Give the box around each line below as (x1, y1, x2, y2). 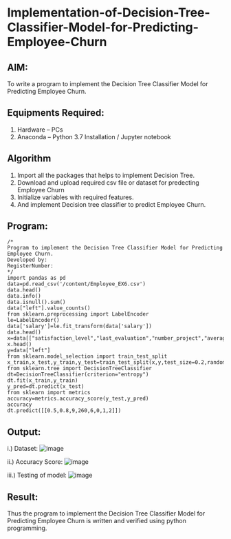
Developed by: (7, 256, 48, 263)
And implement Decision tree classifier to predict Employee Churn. (16, 200, 206, 208)
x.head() (7, 341, 32, 348)
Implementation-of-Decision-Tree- (7, 5, 211, 21)
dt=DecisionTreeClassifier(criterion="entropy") (7, 371, 149, 378)
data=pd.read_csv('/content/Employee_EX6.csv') (7, 281, 146, 287)
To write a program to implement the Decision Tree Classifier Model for (7, 80, 208, 88)
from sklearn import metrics (7, 389, 91, 396)
